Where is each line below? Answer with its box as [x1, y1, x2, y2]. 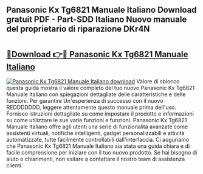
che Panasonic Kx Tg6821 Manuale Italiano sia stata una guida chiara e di [6, 142, 190, 150]
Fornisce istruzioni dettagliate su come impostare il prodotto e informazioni [6, 110, 194, 117]
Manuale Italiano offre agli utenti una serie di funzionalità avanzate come [6, 123, 188, 130]
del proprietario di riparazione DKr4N [6, 24, 150, 34]
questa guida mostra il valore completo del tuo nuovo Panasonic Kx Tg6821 [6, 85, 195, 91]
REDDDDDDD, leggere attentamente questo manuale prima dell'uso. [6, 103, 177, 111]
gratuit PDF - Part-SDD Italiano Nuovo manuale [6, 15, 187, 25]
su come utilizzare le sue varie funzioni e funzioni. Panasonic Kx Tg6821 [6, 117, 187, 124]
